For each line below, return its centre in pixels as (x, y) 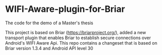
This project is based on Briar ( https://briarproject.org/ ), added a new (76, 32)
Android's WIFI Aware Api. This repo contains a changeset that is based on (81, 43)
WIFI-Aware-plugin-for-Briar (65, 9)
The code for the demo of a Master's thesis (49, 23)
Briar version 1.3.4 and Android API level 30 (49, 48)
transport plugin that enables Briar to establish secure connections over (78, 38)
